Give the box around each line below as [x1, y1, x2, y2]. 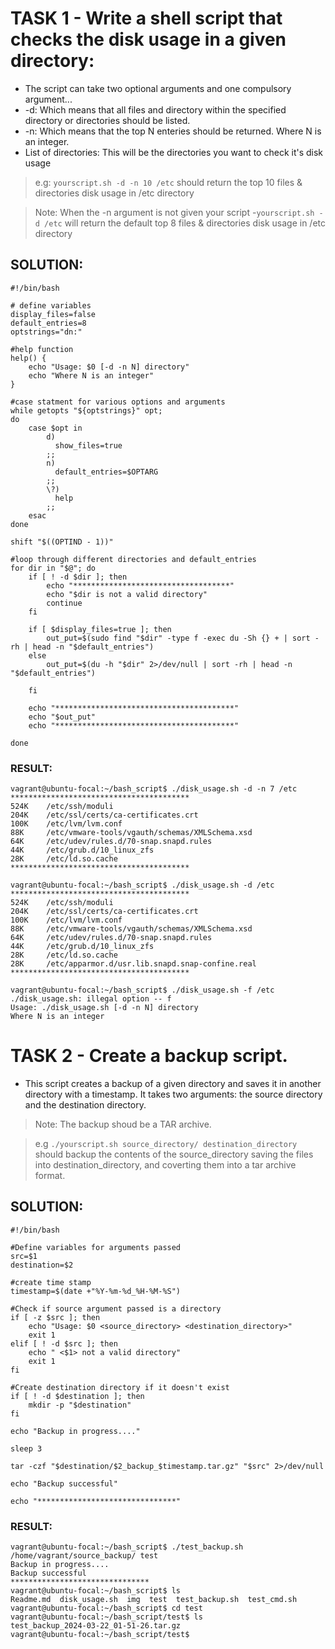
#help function [10, 344, 74, 354]
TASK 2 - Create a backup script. [10, 1045, 288, 1067]
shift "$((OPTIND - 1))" [10, 537, 114, 547]
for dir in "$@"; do [10, 563, 97, 573]
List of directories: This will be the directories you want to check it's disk [24, 146, 324, 158]
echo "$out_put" [28, 712, 97, 722]
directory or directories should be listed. [24, 114, 191, 126]
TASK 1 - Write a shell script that [10, 7, 283, 30]
